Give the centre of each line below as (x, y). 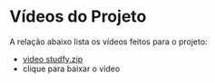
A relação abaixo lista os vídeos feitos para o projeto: (108, 41)
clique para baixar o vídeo (71, 69)
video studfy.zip (53, 59)
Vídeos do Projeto (78, 17)
